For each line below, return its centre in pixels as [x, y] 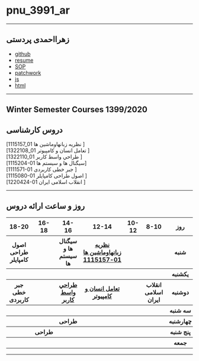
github [23, 53]
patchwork [28, 72]
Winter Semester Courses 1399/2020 [77, 110]
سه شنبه [180, 311]
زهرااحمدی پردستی [38, 39]
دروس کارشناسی [35, 130]
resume [24, 60]
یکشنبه [180, 274]
